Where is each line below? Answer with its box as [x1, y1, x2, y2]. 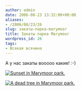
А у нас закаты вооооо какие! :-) [5, 60, 76, 66]
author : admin [5, 7, 36, 13]
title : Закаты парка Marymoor [5, 31, 70, 37]
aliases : [5, 17, 24, 22]
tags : [5, 41, 17, 46]
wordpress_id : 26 [5, 37, 42, 42]
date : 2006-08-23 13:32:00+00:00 [5, 12, 76, 17]
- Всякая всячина [5, 46, 42, 51]
